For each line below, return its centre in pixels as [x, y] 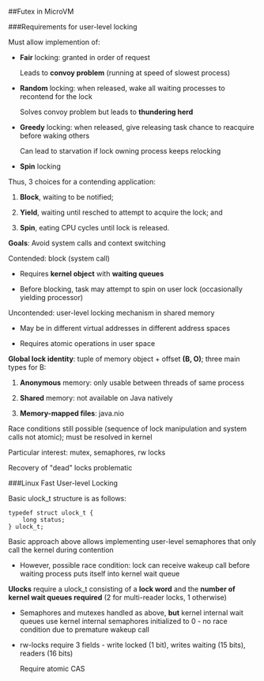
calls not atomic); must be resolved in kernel [80, 437]
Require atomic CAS [52, 669]
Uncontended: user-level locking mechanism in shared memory [111, 313]
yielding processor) [51, 297]
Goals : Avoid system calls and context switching [87, 243]
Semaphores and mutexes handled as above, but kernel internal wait [131, 613]
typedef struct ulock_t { [51, 513]
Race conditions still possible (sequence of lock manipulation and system [128, 428]
